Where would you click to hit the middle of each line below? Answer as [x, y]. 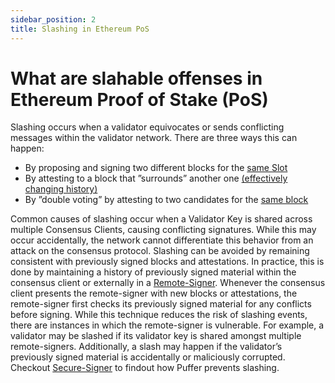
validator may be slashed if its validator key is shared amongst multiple [156, 336]
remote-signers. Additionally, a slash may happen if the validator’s [146, 347]
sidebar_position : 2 [53, 19]
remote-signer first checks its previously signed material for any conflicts [161, 304]
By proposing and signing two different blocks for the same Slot [156, 168]
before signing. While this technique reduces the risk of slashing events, [159, 315]
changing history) [61, 189]
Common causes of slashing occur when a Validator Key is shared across [161, 219]
